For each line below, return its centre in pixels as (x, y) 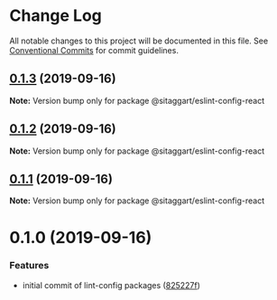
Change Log (55, 16)
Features (29, 266)
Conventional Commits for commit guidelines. (94, 50)
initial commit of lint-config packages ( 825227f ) (111, 285)
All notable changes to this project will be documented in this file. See (139, 41)
